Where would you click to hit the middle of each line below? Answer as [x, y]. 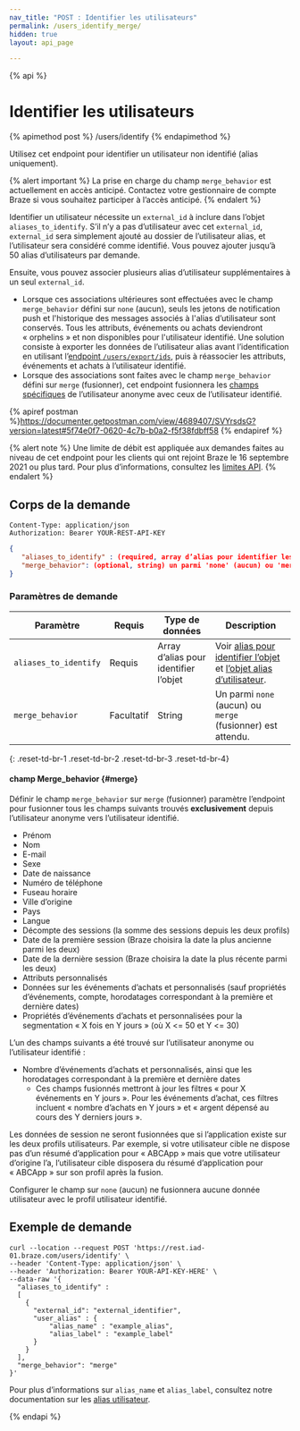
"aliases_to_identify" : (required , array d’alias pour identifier [149, 557]
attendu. [232, 736]
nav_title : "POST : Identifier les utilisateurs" [104, 17]
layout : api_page [42, 42]
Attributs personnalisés [65, 978]
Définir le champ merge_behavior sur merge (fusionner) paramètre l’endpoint [147, 799]
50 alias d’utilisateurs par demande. [75, 255]
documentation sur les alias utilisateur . [80, 1399]
